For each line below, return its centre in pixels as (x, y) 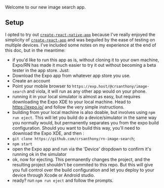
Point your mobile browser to (42, 86)
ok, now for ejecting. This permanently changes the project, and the (81, 159)
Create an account (31, 80)
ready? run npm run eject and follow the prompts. (63, 180)
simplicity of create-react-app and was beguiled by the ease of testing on (80, 39)
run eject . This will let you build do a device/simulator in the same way (84, 117)
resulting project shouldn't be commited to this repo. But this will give (82, 164)
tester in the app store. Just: (41, 70)
